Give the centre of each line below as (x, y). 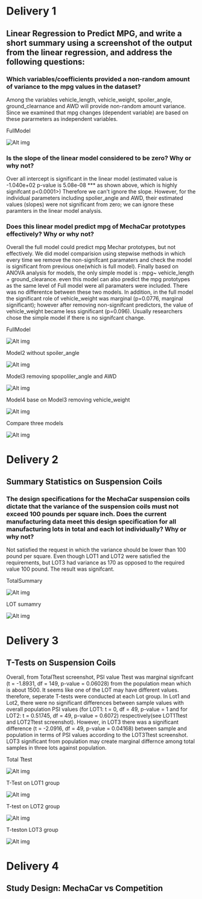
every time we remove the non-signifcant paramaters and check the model (99, 260)
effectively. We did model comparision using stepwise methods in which (96, 254)
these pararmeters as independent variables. (62, 118)
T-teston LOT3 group (32, 830)
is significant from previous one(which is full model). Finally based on (93, 267)
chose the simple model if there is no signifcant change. (76, 318)
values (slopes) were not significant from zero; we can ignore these (90, 204)
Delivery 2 (33, 459)
